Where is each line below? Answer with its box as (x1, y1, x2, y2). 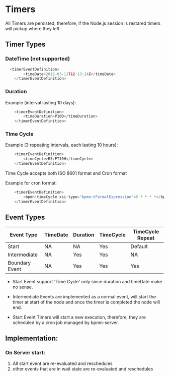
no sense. (12, 284, 33, 290)
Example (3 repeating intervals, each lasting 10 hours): (5, 142, 118, 148)
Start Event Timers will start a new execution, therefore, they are (12, 314, 146, 320)
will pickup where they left (5, 25, 60, 31)
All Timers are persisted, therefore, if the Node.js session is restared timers (5, 20, 161, 26)
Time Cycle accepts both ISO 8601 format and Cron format (5, 170, 127, 176)
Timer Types (5, 40, 46, 49)
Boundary (8, 259, 31, 266)
